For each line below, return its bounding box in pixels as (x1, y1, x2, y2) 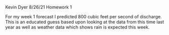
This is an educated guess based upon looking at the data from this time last (5, 19, 164, 25)
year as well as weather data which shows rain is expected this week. (5, 24, 150, 30)
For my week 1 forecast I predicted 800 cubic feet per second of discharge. (5, 14, 162, 19)
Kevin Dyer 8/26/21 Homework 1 (5, 4, 72, 10)
